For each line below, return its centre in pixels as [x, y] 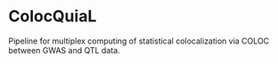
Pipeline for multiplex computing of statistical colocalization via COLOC [139, 41]
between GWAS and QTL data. [65, 50]
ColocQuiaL [53, 16]
